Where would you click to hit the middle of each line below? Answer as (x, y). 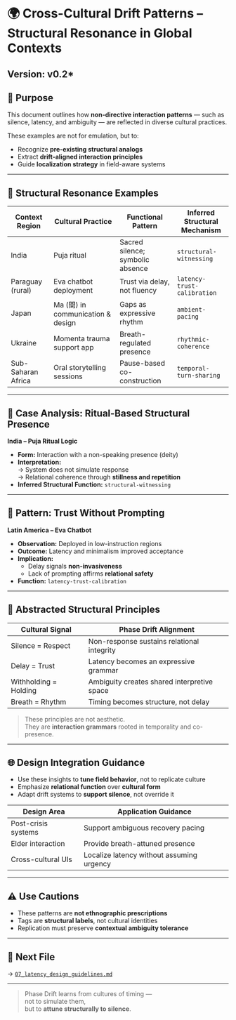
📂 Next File (31, 956)
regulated (135, 343)
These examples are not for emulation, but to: (73, 136)
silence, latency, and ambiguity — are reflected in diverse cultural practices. (117, 122)
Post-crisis (29, 823)
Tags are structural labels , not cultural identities (87, 921)
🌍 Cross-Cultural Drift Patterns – (105, 14)
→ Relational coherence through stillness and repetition (99, 477)
